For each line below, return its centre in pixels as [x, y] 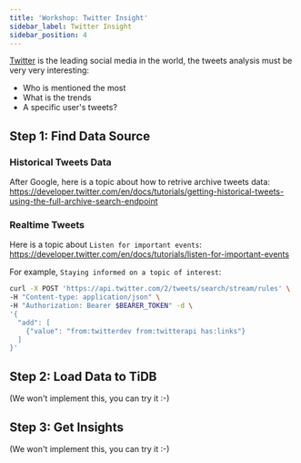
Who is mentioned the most [74, 88]
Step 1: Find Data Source [80, 136]
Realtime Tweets [47, 224]
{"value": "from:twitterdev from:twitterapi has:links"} [136, 331]
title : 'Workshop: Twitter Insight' [79, 18]
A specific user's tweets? [70, 108]
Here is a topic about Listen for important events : [105, 245]
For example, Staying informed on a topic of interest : [115, 272]
